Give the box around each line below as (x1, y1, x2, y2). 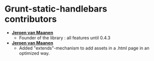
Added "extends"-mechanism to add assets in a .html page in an (19, 45, 150, 51)
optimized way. (19, 50, 50, 56)
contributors (4, 14, 57, 25)
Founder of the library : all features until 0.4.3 (19, 35, 111, 41)
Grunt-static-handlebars (4, 3, 107, 15)
